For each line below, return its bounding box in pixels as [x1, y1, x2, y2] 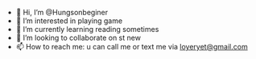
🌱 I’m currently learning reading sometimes [15, 25, 159, 33]
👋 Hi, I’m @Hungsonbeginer [15, 8, 109, 17]
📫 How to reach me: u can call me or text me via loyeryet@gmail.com [15, 42, 248, 51]
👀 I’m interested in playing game [15, 16, 123, 26]
